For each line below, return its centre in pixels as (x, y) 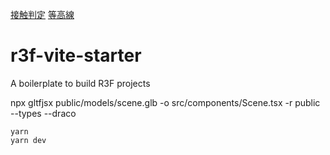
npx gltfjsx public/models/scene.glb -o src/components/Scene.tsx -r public (165, 102)
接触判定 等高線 (42, 14)
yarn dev (28, 140)
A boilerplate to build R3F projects (80, 83)
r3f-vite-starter (76, 55)
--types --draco (43, 113)
